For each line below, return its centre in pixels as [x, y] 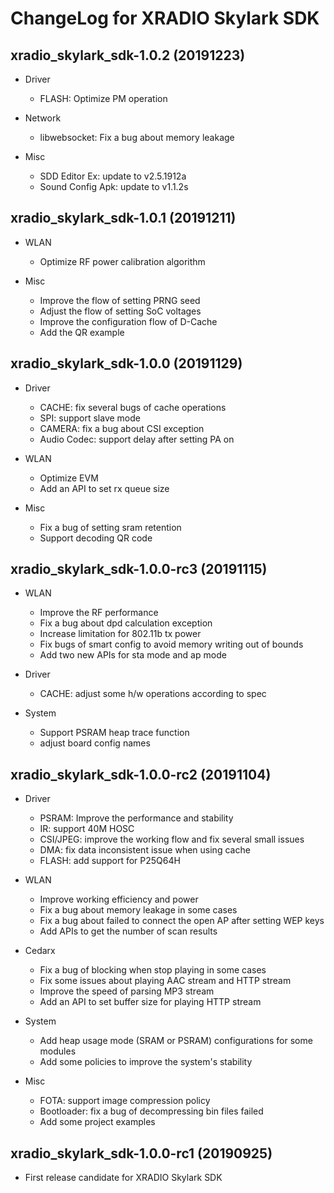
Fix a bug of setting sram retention [110, 527]
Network [43, 118]
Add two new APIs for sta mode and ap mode [133, 655]
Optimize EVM [69, 478]
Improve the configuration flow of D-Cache [128, 321]
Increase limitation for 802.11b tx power [120, 634]
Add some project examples [97, 1122]
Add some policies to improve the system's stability [146, 1062]
